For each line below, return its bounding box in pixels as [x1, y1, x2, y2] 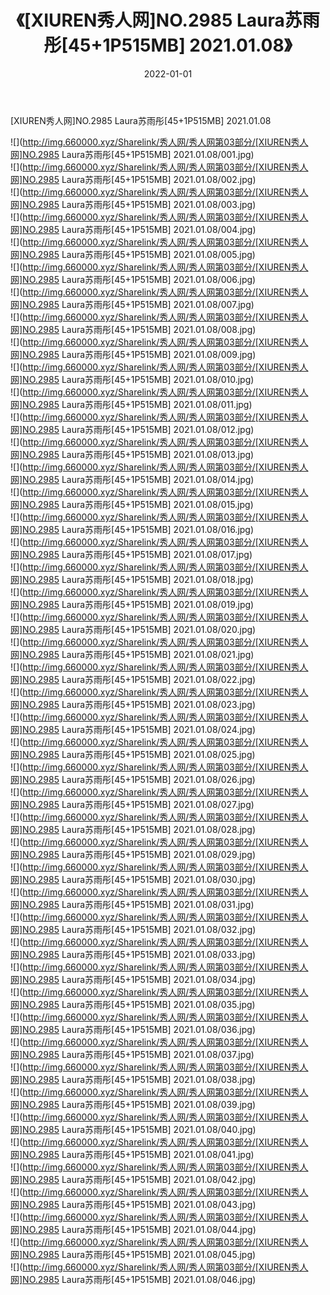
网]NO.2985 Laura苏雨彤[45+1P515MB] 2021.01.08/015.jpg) [10, 498, 254, 510]
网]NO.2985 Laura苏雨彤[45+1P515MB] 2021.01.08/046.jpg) [10, 1273, 257, 1285]
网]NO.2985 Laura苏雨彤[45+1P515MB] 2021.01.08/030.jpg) [10, 873, 257, 885]
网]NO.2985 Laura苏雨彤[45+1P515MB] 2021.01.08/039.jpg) [10, 1098, 257, 1110]
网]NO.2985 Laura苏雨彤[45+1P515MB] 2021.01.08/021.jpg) [10, 648, 255, 660]
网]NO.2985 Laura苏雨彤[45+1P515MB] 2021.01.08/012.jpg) [10, 423, 255, 435]
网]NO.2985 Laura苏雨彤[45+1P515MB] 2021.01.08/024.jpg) [10, 723, 257, 735]
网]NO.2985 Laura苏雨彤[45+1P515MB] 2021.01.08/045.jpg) [10, 1248, 257, 1260]
